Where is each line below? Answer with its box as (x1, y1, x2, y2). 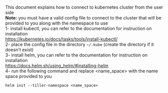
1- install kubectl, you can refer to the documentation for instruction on (5, 25, 152, 31)
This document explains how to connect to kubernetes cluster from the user (5, 4, 163, 10)
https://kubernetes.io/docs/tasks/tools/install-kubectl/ (5, 36, 118, 42)
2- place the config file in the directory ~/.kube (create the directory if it (5, 41, 154, 47)
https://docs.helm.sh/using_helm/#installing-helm (5, 62, 108, 68)
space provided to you (5, 73, 52, 79)
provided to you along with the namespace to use (5, 20, 108, 26)
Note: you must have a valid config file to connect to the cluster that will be (5, 15, 161, 20)
